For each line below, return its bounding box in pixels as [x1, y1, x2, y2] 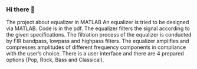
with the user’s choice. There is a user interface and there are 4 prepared [6, 50, 184, 57]
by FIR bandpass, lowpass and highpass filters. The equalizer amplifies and [6, 38, 190, 45]
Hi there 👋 [6, 5, 35, 14]
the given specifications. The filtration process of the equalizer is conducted [6, 31, 192, 38]
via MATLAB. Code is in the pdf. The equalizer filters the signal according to [6, 25, 190, 32]
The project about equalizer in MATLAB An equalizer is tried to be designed [6, 19, 189, 26]
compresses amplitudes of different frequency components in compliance [6, 44, 186, 51]
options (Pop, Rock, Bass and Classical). [6, 56, 104, 64]
